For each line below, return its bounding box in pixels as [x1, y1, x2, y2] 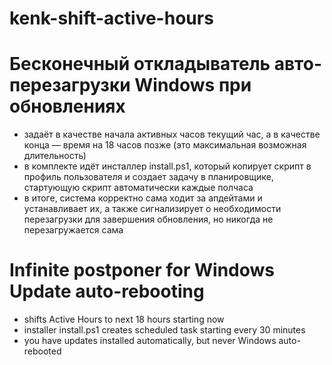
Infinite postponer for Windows [9, 259, 276, 282]
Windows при [134, 74, 252, 97]
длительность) [23, 150, 87, 162]
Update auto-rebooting [9, 280, 205, 303]
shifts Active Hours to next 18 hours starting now [23, 313, 225, 326]
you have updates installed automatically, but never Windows [23, 335, 277, 347]
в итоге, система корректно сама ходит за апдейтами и [23, 192, 263, 204]
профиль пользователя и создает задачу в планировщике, [23, 171, 274, 183]
